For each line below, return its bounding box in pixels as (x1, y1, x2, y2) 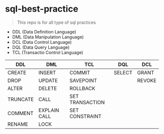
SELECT (114, 69, 133, 76)
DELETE (38, 85, 57, 92)
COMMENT (7, 110, 34, 117)
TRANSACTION (69, 99, 105, 105)
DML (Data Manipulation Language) (12, 34, 84, 40)
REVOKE (137, 77, 157, 84)
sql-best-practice (5, 3, 79, 15)
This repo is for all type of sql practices (17, 19, 96, 25)
